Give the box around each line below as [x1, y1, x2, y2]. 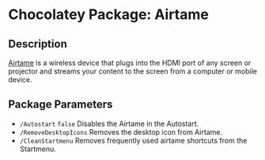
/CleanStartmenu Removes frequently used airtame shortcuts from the [19, 135, 248, 145]
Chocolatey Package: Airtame [8, 6, 210, 24]
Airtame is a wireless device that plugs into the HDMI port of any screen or [8, 58, 252, 67]
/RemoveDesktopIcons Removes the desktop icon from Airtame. [19, 127, 223, 136]
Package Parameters [8, 97, 113, 112]
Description [8, 37, 67, 51]
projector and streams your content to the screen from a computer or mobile [8, 67, 257, 76]
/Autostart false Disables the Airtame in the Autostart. [19, 119, 199, 128]
